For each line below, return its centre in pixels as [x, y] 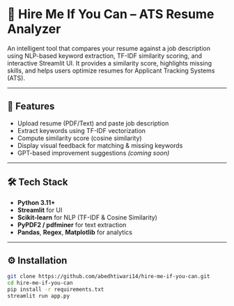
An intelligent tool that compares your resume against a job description [109, 48]
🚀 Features [31, 106]
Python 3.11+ [36, 202]
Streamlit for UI [40, 210]
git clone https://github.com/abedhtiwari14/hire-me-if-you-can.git [109, 277]
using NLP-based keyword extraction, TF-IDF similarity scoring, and [105, 56]
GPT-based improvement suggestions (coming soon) [93, 153]
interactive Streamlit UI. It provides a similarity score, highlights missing [110, 63]
